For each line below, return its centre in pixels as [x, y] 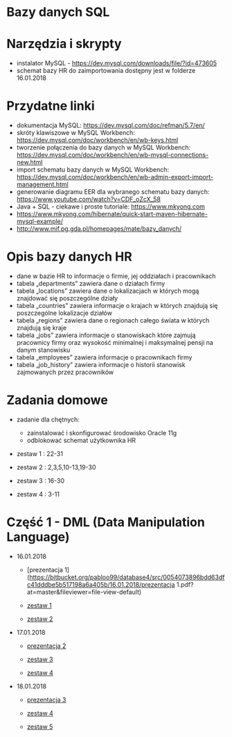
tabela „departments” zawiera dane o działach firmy [91, 283]
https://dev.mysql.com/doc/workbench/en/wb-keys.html [97, 140]
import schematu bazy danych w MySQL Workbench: [93, 170]
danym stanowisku [43, 350]
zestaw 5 [40, 727]
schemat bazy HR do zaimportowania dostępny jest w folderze [106, 71]
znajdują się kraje [42, 328]
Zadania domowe [57, 400]
